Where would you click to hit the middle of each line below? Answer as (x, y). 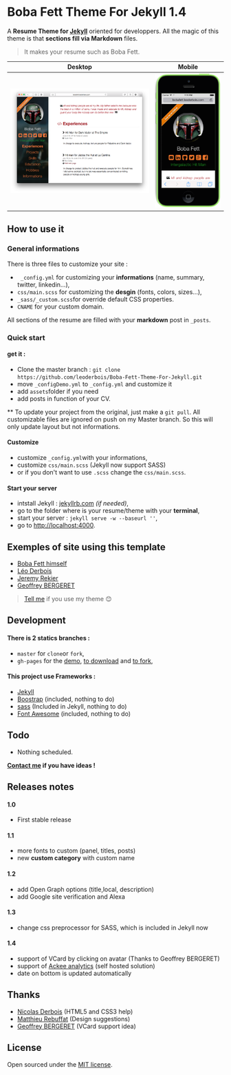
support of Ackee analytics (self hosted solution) (86, 966)
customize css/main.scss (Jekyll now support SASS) (91, 465)
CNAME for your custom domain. (60, 306)
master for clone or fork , (51, 653)
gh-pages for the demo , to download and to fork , (85, 660)
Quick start (26, 337)
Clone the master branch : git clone (69, 369)
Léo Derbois (34, 571)
